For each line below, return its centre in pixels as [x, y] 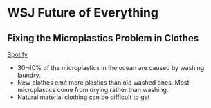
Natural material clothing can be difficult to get [83, 97]
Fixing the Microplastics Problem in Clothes [103, 38]
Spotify [17, 54]
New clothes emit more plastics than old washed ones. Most [103, 83]
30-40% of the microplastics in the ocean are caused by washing [111, 68]
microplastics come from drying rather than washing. [93, 90]
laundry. [29, 75]
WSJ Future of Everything [83, 13]
